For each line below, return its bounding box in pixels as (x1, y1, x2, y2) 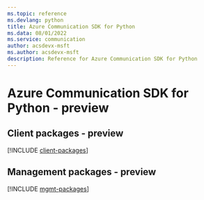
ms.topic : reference (7, 10, 68, 17)
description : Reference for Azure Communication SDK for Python (7, 56, 198, 62)
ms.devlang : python (7, 17, 64, 24)
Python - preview (7, 100, 109, 115)
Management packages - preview (7, 166, 157, 178)
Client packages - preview (7, 128, 124, 140)
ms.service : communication (7, 36, 86, 43)
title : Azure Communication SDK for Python (7, 23, 136, 30)
